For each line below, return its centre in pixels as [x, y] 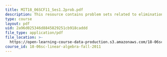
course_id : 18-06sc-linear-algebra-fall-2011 [53, 47]
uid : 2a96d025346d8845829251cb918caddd [46, 28]
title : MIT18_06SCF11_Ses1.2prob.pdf [44, 10]
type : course [19, 19]
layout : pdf [17, 24]
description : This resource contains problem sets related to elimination [84, 14]
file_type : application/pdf [34, 33]
